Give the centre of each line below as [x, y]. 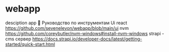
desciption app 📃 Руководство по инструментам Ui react [66, 23]
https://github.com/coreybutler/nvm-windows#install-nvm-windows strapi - [85, 33]
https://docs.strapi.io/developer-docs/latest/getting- [87, 39]
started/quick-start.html [30, 44]
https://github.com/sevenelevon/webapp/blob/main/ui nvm [67, 28]
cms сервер [18, 39]
